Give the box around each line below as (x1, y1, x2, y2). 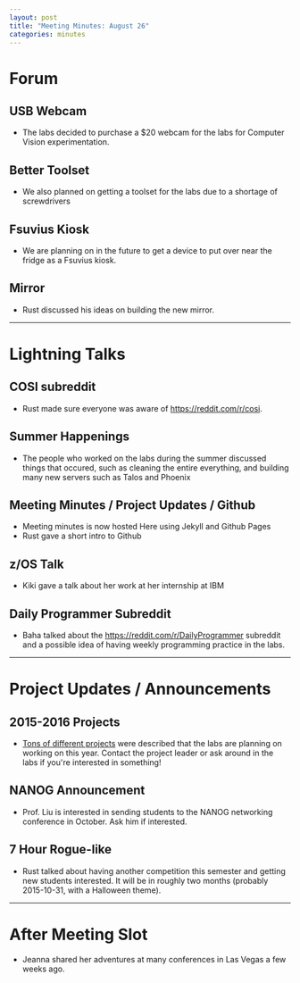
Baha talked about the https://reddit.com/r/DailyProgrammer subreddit (21, 630, 281, 641)
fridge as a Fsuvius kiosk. (21, 255, 117, 265)
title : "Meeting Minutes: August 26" (9, 21, 150, 30)
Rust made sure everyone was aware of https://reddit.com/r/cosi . (21, 403, 263, 413)
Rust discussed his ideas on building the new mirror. (21, 304, 215, 315)
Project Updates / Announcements (9, 679, 271, 699)
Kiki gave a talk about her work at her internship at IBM (21, 580, 225, 591)
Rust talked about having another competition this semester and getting (21, 865, 286, 876)
